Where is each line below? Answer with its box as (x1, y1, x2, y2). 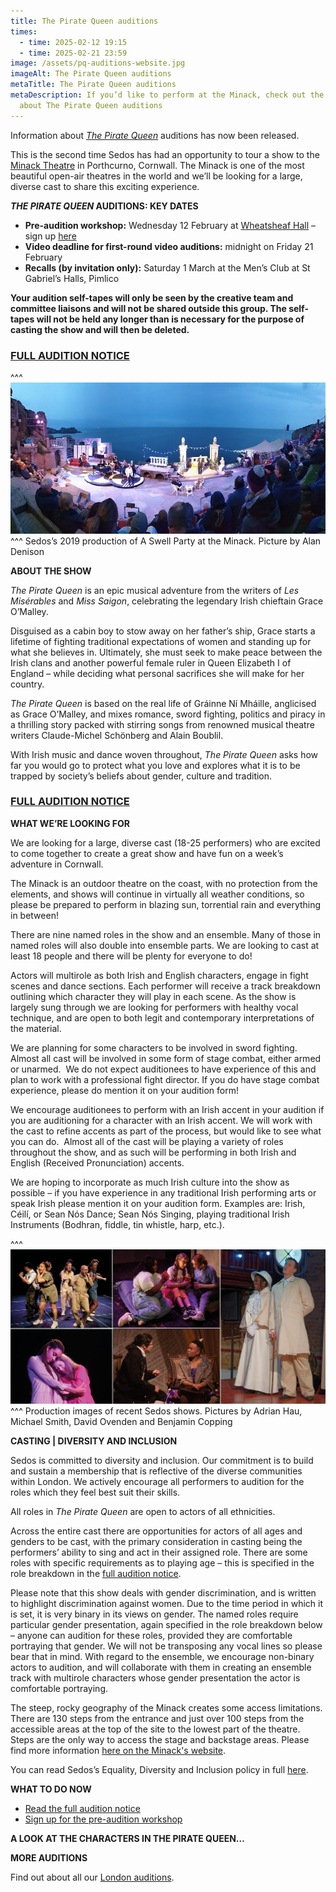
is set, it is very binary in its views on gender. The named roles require (10, 1608, 299, 1620)
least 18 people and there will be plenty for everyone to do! (10, 950, 253, 962)
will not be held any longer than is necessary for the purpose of (36, 313, 305, 325)
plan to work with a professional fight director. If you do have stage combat (10, 1073, 320, 1085)
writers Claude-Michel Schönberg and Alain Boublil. (10, 729, 224, 741)
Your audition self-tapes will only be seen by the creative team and (10, 291, 294, 304)
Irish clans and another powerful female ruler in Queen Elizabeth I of (10, 656, 292, 669)
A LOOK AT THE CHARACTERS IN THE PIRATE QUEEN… (10, 1833, 245, 1845)
